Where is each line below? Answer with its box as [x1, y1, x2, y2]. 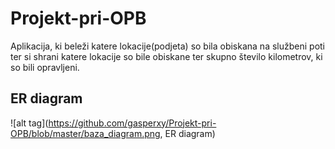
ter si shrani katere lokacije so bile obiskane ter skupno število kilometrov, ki [10, 50, 323, 62]
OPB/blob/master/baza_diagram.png [10, 127, 161, 139]
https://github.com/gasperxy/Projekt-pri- [48, 117, 217, 129]
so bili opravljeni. [10, 61, 80, 73]
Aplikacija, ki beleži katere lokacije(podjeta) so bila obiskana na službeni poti [10, 40, 326, 52]
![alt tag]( [10, 117, 49, 129]
